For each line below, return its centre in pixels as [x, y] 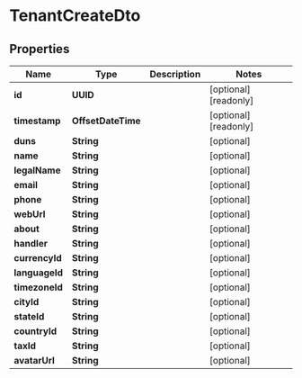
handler [31, 243]
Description [175, 74]
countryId [36, 331]
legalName [37, 170]
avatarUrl [35, 360]
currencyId [38, 258]
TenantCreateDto [75, 16]
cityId [27, 302]
